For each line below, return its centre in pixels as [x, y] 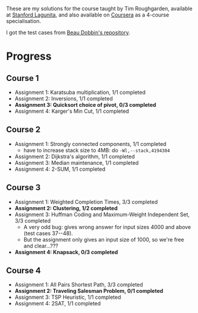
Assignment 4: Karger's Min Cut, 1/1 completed [72, 111]
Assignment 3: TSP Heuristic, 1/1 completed [68, 297]
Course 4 [24, 271]
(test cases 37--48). [48, 233]
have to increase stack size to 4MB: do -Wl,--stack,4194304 [97, 150]
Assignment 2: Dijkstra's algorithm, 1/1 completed [74, 156]
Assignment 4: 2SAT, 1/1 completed [58, 304]
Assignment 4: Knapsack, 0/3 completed [66, 252]
